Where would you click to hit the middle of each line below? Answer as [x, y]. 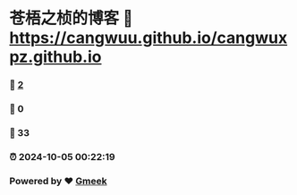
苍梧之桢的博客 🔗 [72, 18]
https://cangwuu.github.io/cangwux [148, 38]
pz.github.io [55, 57]
